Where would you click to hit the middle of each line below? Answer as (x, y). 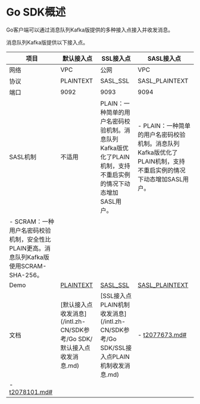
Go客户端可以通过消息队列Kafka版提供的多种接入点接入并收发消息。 (90, 30)
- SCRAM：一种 (32, 222)
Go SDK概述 (36, 12)
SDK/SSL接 (116, 348)
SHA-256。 (26, 275)
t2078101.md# (31, 392)
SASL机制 (23, 157)
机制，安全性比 (30, 239)
